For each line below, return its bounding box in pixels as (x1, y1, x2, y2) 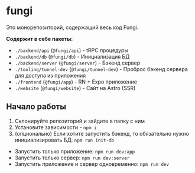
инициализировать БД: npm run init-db (14, 136, 114, 143)
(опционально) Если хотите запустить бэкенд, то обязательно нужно (14, 130, 189, 137)
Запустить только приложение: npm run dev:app (14, 148, 135, 155)
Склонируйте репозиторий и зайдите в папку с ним (14, 117, 145, 124)
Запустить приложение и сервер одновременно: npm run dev (14, 160, 170, 167)
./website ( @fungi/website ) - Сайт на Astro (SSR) (14, 84, 136, 91)
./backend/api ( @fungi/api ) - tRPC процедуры (14, 46, 129, 54)
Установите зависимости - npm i (14, 123, 97, 131)
